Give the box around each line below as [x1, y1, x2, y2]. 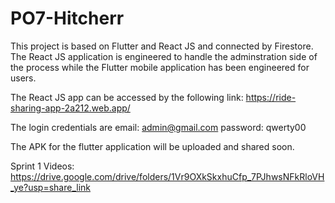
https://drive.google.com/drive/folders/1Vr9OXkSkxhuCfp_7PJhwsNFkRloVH [10, 170, 325, 182]
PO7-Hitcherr [10, 7, 125, 30]
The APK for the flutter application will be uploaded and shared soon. [10, 140, 295, 152]
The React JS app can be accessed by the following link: [10, 91, 244, 103]
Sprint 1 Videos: [10, 160, 75, 172]
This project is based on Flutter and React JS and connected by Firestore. [10, 40, 314, 52]
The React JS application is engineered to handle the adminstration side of [10, 50, 318, 62]
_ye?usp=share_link [10, 181, 92, 193]
